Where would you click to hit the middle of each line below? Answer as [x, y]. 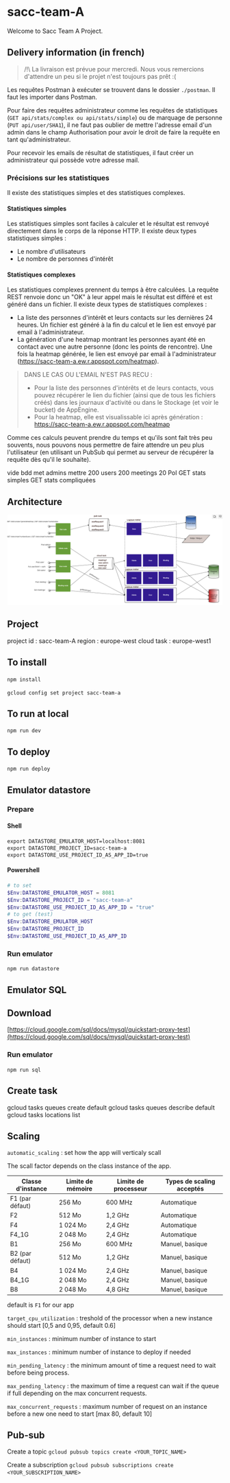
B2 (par [21, 1254]
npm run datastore [33, 969]
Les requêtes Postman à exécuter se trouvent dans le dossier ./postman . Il [111, 89]
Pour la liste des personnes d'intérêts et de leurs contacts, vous [124, 388]
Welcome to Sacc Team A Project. [55, 31]
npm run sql [24, 1070]
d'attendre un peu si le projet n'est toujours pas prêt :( [100, 76]
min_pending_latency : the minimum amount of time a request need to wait [112, 1365]
